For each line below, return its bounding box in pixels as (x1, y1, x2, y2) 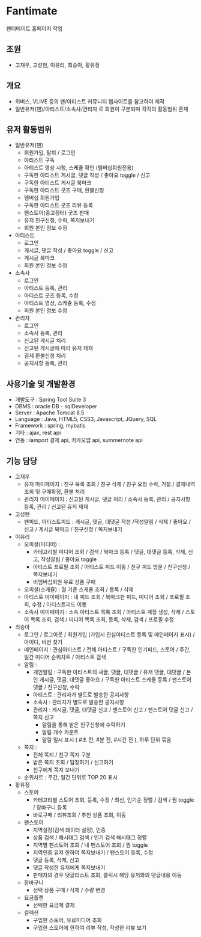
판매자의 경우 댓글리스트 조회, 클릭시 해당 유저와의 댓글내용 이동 (32, 871, 182, 879)
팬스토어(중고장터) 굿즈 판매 (23, 209, 89, 217)
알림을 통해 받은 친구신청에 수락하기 (41, 721, 126, 728)
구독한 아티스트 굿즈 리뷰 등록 (23, 201, 93, 209)
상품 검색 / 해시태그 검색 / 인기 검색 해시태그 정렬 (32, 834, 147, 841)
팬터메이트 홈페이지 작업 (6, 25, 63, 32)
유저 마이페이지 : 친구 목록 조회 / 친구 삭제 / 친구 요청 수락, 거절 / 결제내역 (23, 481, 196, 488)
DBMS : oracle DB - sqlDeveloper (14, 403, 98, 410)
